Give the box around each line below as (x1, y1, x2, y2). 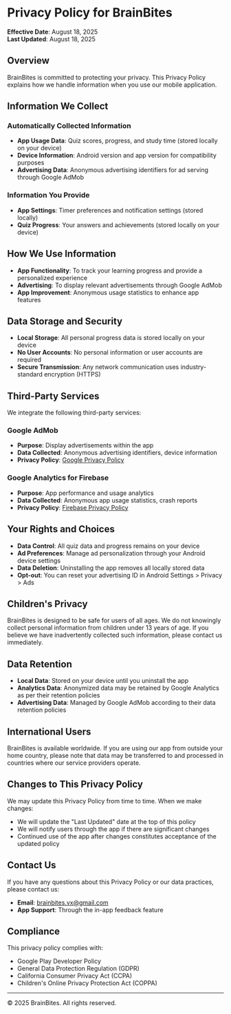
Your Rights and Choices (7, 523, 115, 535)
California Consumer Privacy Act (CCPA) (16, 972, 133, 980)
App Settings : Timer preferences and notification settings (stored (16, 206, 203, 214)
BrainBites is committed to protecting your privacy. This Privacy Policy (7, 73, 206, 81)
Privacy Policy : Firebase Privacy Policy (16, 503, 129, 511)
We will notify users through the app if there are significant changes (16, 825, 210, 833)
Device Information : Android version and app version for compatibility (16, 151, 217, 160)
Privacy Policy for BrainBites (7, 5, 173, 21)
